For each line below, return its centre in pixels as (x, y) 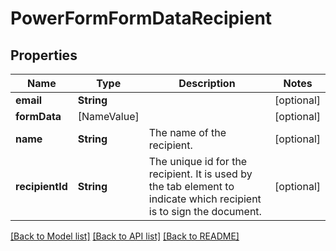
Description (207, 83)
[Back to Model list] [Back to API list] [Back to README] (125, 236)
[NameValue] (108, 116)
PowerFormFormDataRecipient (141, 18)
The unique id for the (198, 161)
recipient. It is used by (200, 174)
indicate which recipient (205, 199)
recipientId (41, 186)
